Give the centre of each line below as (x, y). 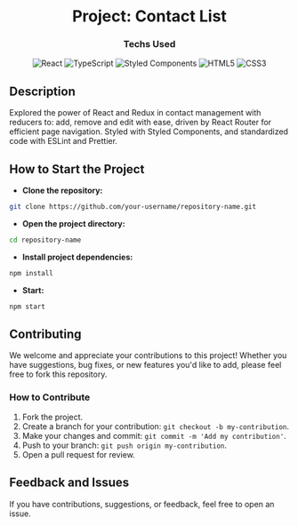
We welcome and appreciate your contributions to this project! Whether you (148, 355)
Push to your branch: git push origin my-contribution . (125, 445)
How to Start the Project (77, 169)
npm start (28, 307)
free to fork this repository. (58, 374)
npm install (31, 273)
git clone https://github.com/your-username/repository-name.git (133, 207)
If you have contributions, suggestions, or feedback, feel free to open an (142, 504)
